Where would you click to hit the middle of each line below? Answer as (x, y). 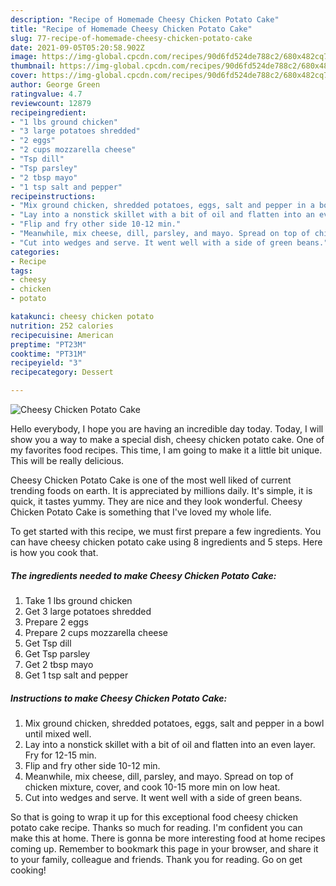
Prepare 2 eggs (56, 622)
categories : (35, 252)
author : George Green (55, 85)
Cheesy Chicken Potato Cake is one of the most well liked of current (151, 480)
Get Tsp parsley (57, 653)
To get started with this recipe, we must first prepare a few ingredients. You (166, 531)
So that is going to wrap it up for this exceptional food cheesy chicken (154, 817)
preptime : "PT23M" (48, 344)
